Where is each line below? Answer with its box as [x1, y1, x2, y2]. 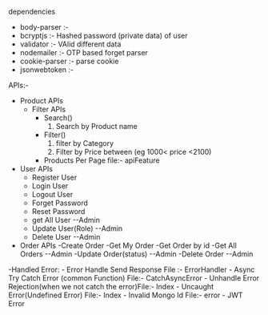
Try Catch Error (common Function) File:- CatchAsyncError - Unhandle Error [8, 273, 260, 283]
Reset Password [31, 207, 86, 216]
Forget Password [31, 198, 88, 208]
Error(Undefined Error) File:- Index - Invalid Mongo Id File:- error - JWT [8, 290, 243, 300]
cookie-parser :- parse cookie [19, 56, 119, 66]
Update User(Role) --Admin [31, 224, 123, 233]
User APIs [19, 164, 54, 173]
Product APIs [19, 96, 64, 105]
